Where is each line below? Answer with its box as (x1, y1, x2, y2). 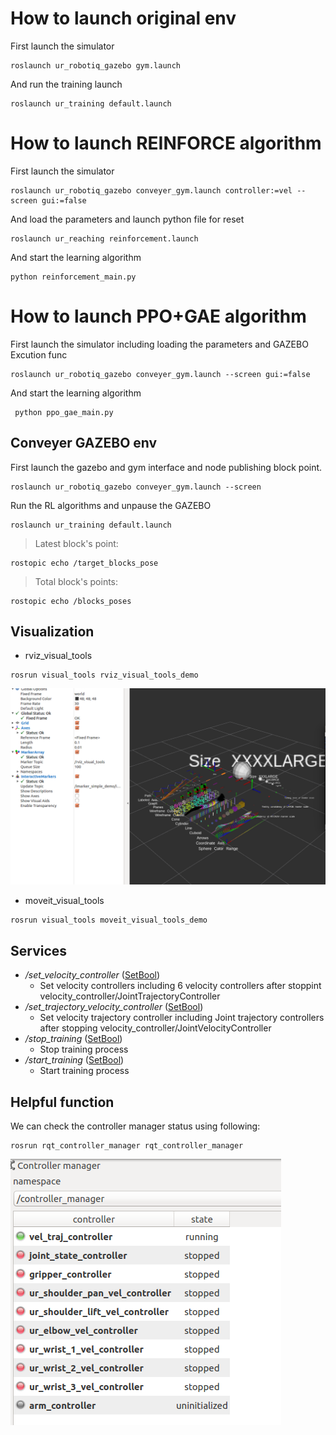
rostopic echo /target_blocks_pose (10, 558, 159, 568)
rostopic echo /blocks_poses (10, 596, 132, 606)
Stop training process (39, 1043, 129, 1056)
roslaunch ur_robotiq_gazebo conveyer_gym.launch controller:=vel (10, 185, 293, 196)
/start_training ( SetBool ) (24, 1054, 125, 1066)
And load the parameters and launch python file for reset (10, 213, 245, 225)
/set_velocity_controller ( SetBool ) (24, 969, 161, 981)
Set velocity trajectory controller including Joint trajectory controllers (39, 1012, 325, 1024)
